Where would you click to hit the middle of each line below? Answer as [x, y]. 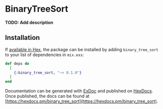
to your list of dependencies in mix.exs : [44, 54]
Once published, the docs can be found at [47, 96]
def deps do [17, 64]
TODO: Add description [29, 22]
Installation [22, 38]
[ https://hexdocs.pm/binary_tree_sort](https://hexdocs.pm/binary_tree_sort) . [81, 101]
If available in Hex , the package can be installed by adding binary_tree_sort [82, 49]
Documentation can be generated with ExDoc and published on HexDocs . [79, 91]
